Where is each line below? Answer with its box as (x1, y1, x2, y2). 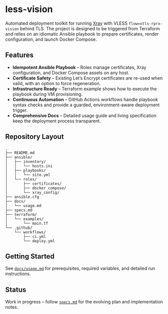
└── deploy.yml (23, 238, 55, 243)
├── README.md (5, 150, 35, 155)
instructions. (5, 271, 31, 277)
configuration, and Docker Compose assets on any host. (12, 70, 130, 76)
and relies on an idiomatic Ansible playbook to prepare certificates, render (5, 31, 159, 37)
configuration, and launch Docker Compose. (5, 36, 97, 42)
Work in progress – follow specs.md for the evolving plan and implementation (5, 299, 163, 305)
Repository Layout (5, 133, 64, 141)
